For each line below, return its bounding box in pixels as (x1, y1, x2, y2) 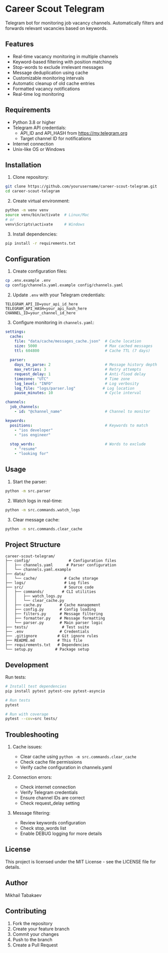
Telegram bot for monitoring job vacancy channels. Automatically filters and (5, 20, 163, 26)
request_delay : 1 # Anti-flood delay (14, 371, 146, 376)
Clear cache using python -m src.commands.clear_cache (20, 753, 137, 760)
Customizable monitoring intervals (12, 74, 85, 81)
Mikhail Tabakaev (5, 892, 42, 898)
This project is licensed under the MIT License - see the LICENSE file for (5, 858, 156, 864)
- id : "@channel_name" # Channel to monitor (14, 409, 151, 414)
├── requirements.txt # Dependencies (5, 642, 90, 647)
